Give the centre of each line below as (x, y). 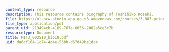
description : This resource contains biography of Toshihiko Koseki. (80, 14)
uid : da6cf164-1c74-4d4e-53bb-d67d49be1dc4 (52, 42)
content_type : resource (30, 10)
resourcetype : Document (30, 33)
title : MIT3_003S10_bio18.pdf (37, 38)
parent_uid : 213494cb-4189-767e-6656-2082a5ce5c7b (59, 28)
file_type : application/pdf (35, 24)
